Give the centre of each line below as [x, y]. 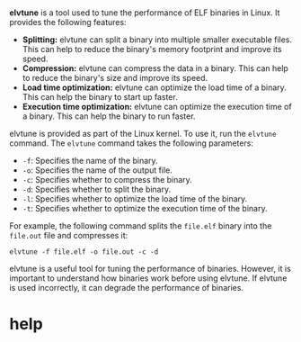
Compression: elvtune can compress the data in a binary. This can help [155, 68]
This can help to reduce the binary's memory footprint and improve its [152, 49]
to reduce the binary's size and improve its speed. [115, 78]
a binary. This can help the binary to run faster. [109, 116]
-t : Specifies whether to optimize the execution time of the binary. [145, 209]
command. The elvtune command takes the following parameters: [132, 143]
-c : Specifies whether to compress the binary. [107, 180]
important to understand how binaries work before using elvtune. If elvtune [148, 278]
